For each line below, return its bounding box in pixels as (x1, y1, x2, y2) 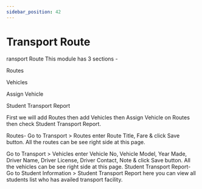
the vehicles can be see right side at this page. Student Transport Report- (6, 163, 191, 170)
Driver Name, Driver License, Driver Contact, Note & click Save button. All (6, 156, 190, 164)
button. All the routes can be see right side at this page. (6, 138, 145, 145)
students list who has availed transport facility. (6, 176, 123, 183)
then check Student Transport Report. (6, 120, 102, 127)
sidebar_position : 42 (6, 8, 61, 15)
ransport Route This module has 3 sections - (6, 55, 118, 62)
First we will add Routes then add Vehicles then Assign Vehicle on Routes (6, 113, 190, 121)
